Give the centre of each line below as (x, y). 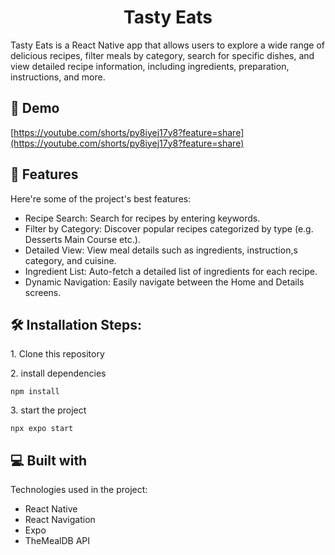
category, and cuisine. (70, 260)
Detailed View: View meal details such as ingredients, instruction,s (161, 250)
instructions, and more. (58, 77)
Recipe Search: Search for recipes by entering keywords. (142, 218)
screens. (43, 292)
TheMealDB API (57, 541)
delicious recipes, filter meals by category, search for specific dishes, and (162, 55)
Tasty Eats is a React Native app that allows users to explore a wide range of (167, 45)
